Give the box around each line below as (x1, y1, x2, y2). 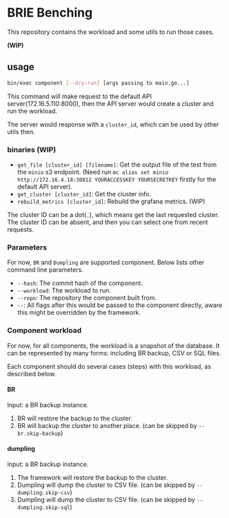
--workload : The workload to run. (17, 286, 112, 295)
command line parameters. (7, 266, 84, 274)
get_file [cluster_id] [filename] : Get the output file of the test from (17, 160, 217, 169)
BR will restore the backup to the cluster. (17, 414, 132, 423)
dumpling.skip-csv (17, 489, 70, 496)
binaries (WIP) (7, 145, 57, 154)
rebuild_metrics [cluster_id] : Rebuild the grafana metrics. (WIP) (17, 197, 206, 205)
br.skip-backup (17, 430, 61, 437)
